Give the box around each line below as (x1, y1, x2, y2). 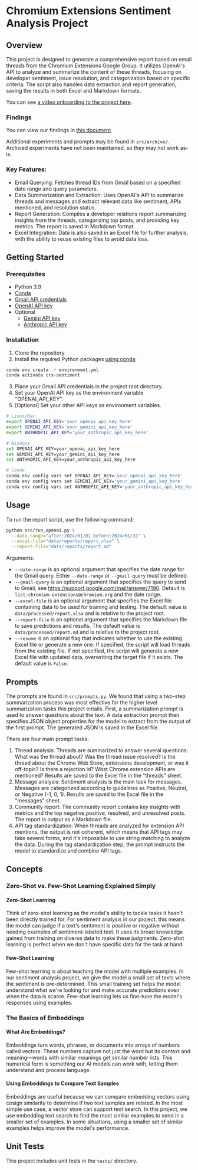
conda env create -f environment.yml (6, 367, 99, 373)
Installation (6, 336, 39, 344)
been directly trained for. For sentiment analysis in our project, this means (6, 916, 185, 923)
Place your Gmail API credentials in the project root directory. (14, 383, 163, 390)
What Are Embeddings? (6, 1028, 66, 1035)
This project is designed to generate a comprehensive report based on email (6, 56, 192, 63)
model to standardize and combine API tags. (14, 847, 123, 854)
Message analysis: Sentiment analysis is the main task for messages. (14, 778, 183, 785)
